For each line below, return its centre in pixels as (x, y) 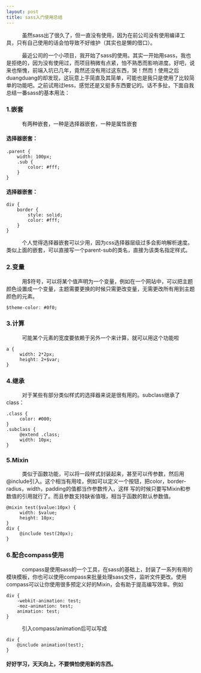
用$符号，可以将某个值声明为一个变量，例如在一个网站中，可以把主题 (107, 281)
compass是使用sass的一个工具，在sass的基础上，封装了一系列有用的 (107, 569)
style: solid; (45, 215)
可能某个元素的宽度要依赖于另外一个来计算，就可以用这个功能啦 (100, 338)
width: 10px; (36, 440)
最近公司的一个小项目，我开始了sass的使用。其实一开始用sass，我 (104, 55)
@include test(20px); (46, 534)
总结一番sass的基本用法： (38, 93)
